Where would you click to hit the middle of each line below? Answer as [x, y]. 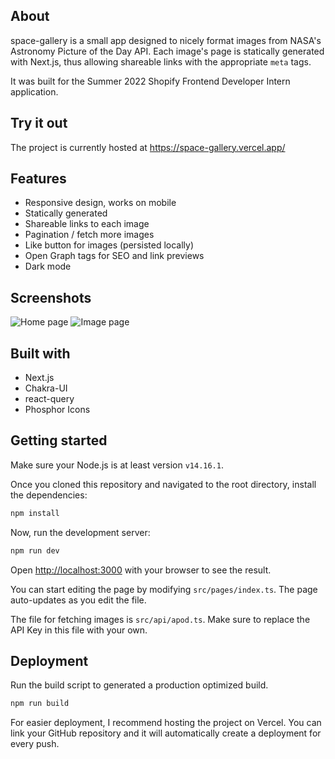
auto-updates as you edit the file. [78, 600]
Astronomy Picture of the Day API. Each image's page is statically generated [167, 51]
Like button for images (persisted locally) [109, 245]
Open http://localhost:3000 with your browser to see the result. [141, 570]
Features [38, 179]
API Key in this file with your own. [79, 630]
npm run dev [35, 550]
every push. [35, 744]
